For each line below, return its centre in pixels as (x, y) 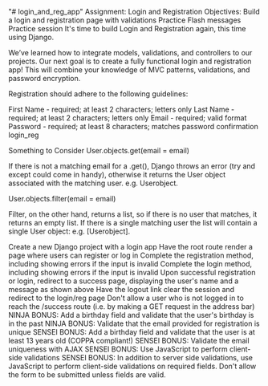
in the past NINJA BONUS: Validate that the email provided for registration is (134, 323)
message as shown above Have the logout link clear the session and (122, 289)
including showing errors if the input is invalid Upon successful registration (132, 272)
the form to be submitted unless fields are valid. (87, 375)
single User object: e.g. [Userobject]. (69, 231)
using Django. (31, 37)
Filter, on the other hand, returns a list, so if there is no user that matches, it (133, 214)
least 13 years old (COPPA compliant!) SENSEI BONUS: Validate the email (129, 341)
